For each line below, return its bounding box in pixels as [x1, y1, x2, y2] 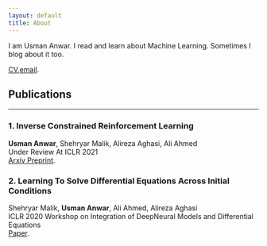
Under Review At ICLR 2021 [8, 147, 99, 156]
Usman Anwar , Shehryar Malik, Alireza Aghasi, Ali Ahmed [8, 138, 198, 148]
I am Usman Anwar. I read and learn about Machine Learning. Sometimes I [8, 40, 252, 50]
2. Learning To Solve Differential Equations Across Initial [8, 175, 230, 186]
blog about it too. [8, 49, 64, 59]
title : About [8, 19, 52, 27]
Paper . [8, 228, 29, 238]
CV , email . [8, 64, 40, 74]
